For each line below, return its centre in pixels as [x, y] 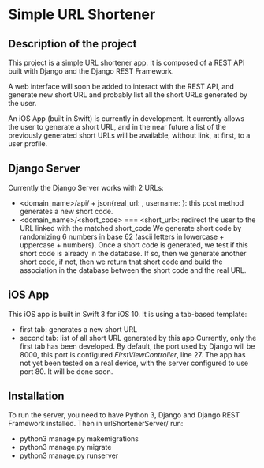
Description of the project [73, 44]
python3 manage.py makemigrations [79, 439]
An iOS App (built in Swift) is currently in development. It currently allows [126, 119]
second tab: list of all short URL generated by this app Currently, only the [138, 338]
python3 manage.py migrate [65, 447]
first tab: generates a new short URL [78, 329]
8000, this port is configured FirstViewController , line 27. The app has [132, 354]
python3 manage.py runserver [69, 455]
